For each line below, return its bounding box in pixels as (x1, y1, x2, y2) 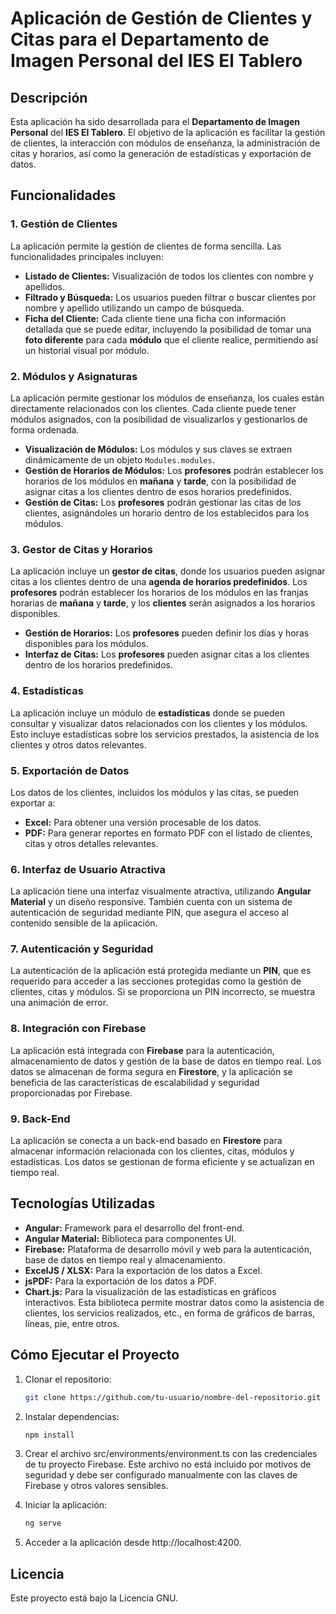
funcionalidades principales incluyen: (10, 250, 164, 262)
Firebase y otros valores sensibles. (24, 1480, 169, 1492)
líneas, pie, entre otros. (24, 1317, 120, 1329)
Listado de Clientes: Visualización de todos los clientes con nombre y (24, 270, 314, 282)
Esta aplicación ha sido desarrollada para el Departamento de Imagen (10, 116, 301, 127)
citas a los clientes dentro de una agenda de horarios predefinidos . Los (10, 576, 308, 588)
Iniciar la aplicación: (24, 1499, 108, 1511)
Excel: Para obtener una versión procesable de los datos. (24, 816, 262, 828)
